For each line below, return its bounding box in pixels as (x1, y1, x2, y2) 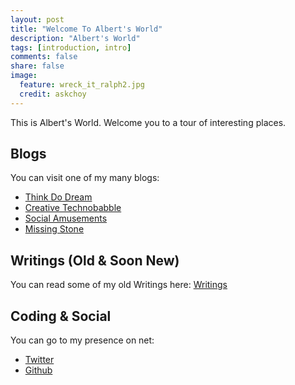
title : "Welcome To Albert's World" (10, 24, 163, 34)
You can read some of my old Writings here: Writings (10, 279, 228, 291)
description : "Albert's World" (10, 33, 141, 43)
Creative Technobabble (24, 202, 122, 214)
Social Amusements (24, 212, 108, 225)
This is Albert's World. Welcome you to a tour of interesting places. (10, 116, 287, 128)
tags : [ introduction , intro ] (10, 42, 132, 53)
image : (10, 71, 38, 81)
